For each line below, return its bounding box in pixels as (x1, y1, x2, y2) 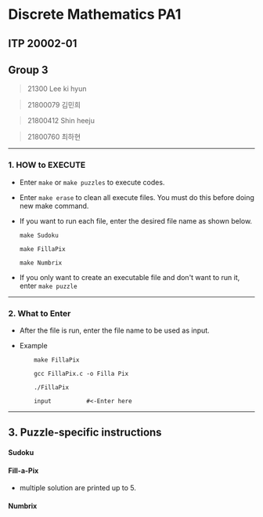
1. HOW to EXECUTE (8, 159, 86, 170)
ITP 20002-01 (8, 37, 77, 50)
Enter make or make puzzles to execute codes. (19, 177, 165, 187)
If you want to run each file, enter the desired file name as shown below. (19, 216, 253, 225)
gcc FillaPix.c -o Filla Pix (34, 370, 129, 377)
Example (19, 340, 49, 350)
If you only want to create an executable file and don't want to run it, (19, 272, 240, 282)
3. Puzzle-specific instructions (8, 426, 162, 439)
